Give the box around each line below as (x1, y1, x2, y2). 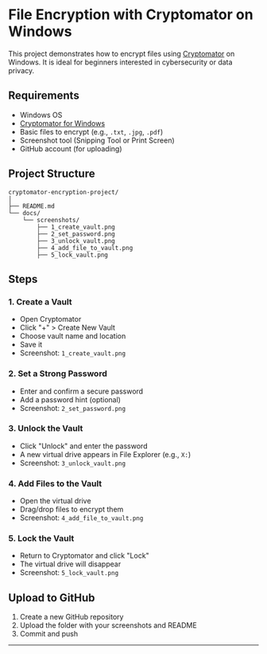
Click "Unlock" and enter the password (19, 441, 148, 451)
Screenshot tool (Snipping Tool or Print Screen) (19, 135, 175, 145)
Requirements (8, 89, 79, 103)
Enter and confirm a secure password (19, 386, 144, 396)
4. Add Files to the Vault (8, 478, 103, 489)
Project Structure (8, 167, 95, 181)
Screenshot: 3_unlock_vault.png (19, 458, 126, 468)
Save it (19, 340, 43, 350)
